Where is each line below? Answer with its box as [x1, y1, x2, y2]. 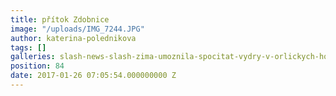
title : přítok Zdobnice [10, 14, 110, 25]
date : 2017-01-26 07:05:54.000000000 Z [10, 71, 177, 81]
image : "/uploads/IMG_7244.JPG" [10, 24, 145, 34]
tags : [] [10, 42, 47, 53]
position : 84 [10, 61, 65, 71]
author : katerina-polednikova [10, 33, 137, 43]
